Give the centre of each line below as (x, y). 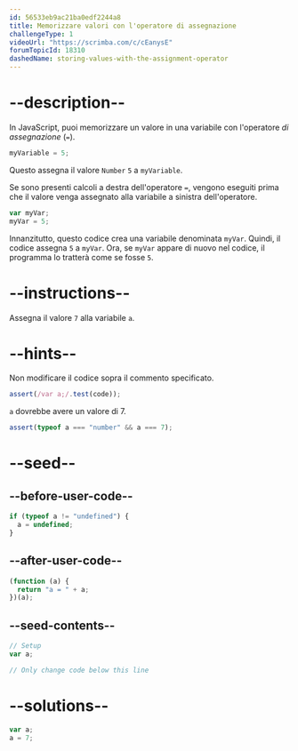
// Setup (25, 646)
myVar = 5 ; (29, 221)
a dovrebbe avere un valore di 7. (68, 411)
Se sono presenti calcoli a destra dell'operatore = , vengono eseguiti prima (144, 187)
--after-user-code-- (66, 561)
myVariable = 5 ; (39, 153)
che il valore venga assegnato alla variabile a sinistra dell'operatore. (133, 196)
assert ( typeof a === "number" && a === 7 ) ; (91, 427)
